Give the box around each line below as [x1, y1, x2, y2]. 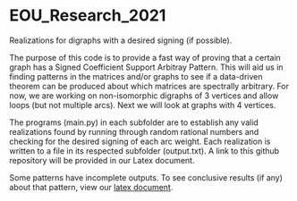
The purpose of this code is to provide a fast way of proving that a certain [9, 52, 282, 63]
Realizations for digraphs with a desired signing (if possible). [9, 35, 233, 46]
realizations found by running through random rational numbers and [9, 126, 259, 137]
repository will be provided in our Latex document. [9, 155, 195, 165]
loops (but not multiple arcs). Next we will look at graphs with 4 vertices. [9, 99, 276, 110]
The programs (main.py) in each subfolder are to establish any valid [9, 117, 259, 128]
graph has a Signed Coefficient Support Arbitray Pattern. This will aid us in [9, 62, 284, 72]
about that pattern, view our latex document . [9, 181, 174, 192]
